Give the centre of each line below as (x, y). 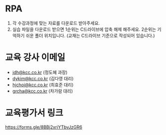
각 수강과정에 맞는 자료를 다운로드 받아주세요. (56, 23)
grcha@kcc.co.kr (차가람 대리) (43, 91)
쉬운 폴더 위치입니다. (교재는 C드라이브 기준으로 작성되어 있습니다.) (90, 35)
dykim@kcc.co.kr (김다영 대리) (43, 78)
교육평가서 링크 (34, 113)
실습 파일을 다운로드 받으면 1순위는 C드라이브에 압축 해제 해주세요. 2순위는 (84, 29)
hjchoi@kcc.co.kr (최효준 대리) (43, 85)
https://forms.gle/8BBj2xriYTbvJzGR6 (44, 127)
